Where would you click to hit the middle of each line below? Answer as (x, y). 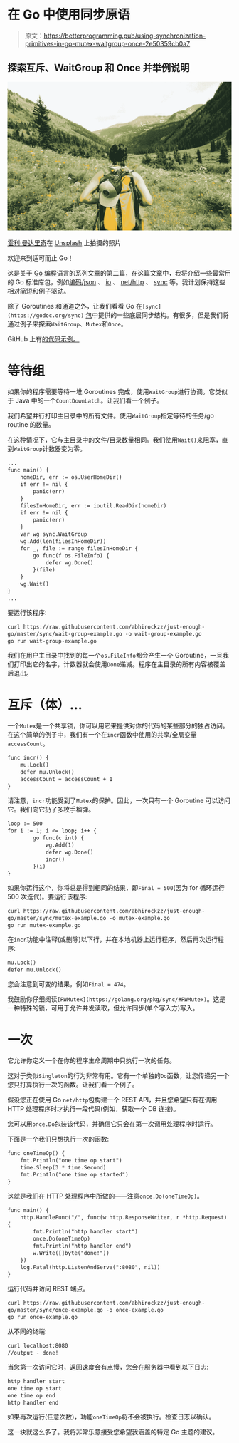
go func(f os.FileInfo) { (71, 556)
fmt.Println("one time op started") (75, 1175)
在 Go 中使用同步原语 (69, 15)
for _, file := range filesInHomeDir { (79, 549)
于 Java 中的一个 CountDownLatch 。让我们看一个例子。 (85, 400)
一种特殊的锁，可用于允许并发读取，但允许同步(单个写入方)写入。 (103, 1008)
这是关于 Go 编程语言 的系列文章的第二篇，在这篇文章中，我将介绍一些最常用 (119, 273)
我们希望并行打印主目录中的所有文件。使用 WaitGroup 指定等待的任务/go (111, 416)
